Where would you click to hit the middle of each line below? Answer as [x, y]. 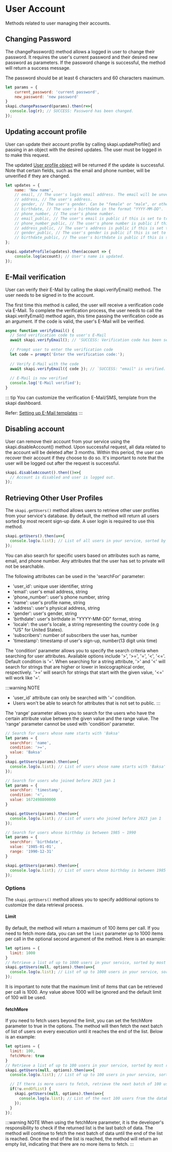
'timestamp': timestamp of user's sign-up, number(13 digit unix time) [85, 641]
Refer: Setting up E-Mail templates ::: [44, 413]
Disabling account [35, 429]
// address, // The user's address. [54, 200]
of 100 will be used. [26, 997]
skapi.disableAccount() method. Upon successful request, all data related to [85, 447]
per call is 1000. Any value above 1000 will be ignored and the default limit [83, 992]
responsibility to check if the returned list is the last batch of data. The [79, 1128]
